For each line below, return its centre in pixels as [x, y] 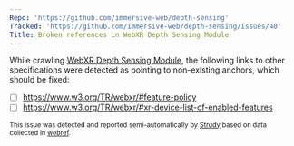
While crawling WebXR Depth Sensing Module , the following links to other [147, 61]
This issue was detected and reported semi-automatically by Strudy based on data [138, 125]
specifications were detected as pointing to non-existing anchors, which [144, 70]
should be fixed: [39, 80]
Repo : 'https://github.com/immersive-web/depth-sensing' [119, 18]
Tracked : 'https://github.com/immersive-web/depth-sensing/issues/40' [146, 26]
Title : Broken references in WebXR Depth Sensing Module [119, 34]
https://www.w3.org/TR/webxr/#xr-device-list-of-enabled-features [148, 107]
